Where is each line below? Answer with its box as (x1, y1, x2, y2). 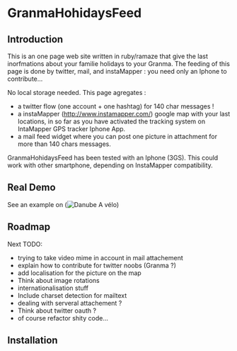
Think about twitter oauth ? (17, 306, 97, 315)
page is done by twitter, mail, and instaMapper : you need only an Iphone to (7, 67, 228, 75)
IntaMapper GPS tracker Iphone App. (17, 125, 126, 133)
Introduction (7, 33, 64, 45)
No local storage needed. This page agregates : (7, 89, 146, 96)
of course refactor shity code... (17, 313, 108, 322)
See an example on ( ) (7, 200, 120, 208)
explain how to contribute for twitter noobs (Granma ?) (17, 261, 177, 269)
